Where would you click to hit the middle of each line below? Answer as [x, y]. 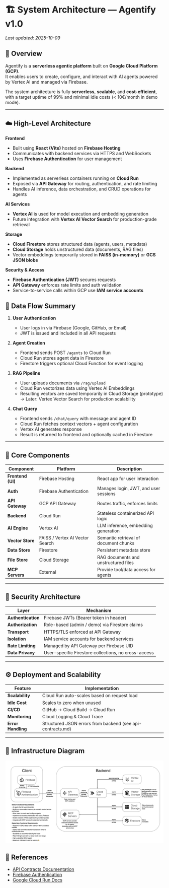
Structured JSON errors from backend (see [87, 724]
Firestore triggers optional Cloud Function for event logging [81, 364]
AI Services [18, 204]
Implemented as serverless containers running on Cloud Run [76, 178]
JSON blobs [25, 260]
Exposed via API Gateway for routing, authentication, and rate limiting [85, 183]
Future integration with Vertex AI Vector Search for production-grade [84, 219]
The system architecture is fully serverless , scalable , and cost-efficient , [81, 92]
